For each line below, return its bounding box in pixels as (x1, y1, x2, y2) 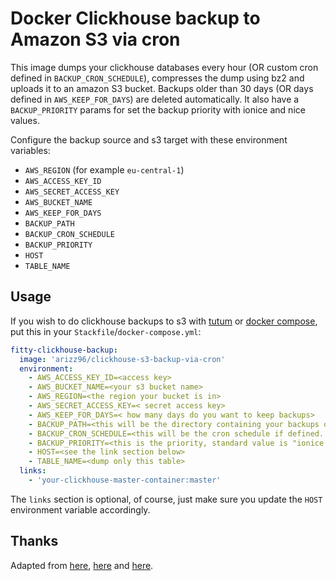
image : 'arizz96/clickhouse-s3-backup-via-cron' (19, 354, 226, 364)
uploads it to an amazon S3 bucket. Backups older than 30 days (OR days (10, 82, 314, 94)
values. (10, 114, 40, 126)
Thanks (10, 533, 59, 550)
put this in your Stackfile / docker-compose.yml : (10, 325, 202, 337)
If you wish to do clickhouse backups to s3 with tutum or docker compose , (10, 315, 318, 327)
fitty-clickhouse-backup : (10, 345, 118, 355)
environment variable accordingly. (10, 503, 151, 516)
